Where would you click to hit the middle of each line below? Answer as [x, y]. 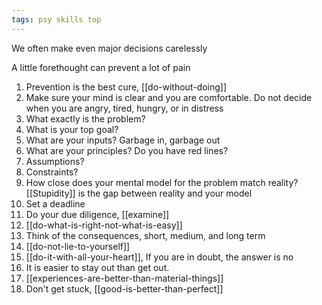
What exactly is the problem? [85, 118]
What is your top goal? [72, 129]
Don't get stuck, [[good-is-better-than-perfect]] [124, 288]
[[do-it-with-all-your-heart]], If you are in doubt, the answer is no [159, 257]
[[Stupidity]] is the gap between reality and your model [139, 193]
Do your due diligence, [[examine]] [97, 214]
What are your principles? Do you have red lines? [127, 150]
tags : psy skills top [56, 19]
